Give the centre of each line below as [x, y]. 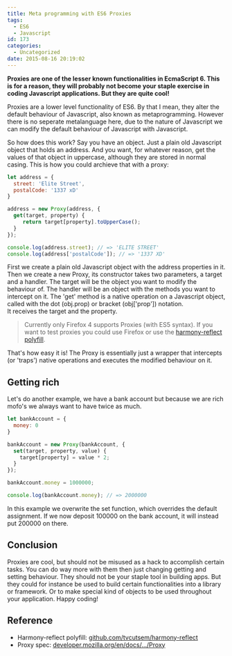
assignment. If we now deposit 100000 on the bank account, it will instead [113, 516]
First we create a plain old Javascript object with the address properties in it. [116, 267]
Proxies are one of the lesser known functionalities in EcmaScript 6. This [114, 78]
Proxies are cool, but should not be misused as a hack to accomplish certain [116, 562]
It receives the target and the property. [62, 311]
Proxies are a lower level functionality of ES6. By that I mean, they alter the [114, 107]
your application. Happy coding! [53, 598]
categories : [24, 46]
